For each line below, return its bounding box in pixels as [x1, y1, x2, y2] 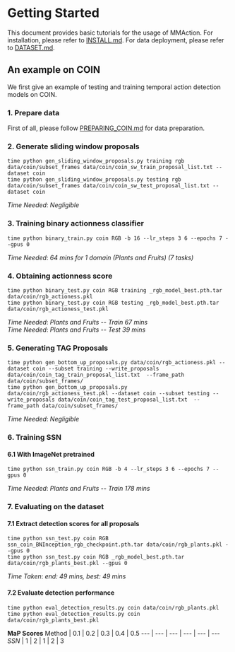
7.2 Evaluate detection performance [7, 588, 115, 597]
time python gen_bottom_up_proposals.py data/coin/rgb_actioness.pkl [7, 359, 217, 366]
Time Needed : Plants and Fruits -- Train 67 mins [7, 318, 148, 326]
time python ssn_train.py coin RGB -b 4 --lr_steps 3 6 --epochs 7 [7, 465, 210, 473]
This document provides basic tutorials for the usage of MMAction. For [7, 28, 213, 37]
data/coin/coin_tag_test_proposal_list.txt [57, 396, 188, 404]
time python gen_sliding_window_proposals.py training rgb [7, 158, 185, 165]
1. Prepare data [7, 107, 60, 117]
